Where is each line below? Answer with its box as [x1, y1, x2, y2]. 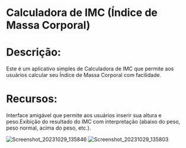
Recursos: [6, 92, 57, 106]
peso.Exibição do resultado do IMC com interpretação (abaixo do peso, [6, 118, 181, 126]
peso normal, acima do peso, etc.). [6, 124, 91, 131]
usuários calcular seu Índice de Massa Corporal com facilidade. [6, 72, 162, 79]
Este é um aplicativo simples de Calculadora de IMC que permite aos [6, 65, 174, 72]
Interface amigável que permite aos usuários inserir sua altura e [6, 112, 162, 119]
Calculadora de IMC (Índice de [6, 6, 158, 20]
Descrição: [6, 46, 61, 59]
